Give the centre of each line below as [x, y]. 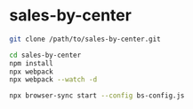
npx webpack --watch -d [53, 80]
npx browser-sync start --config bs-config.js [97, 96]
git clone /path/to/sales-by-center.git [85, 39]
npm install [31, 63]
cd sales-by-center [45, 55]
